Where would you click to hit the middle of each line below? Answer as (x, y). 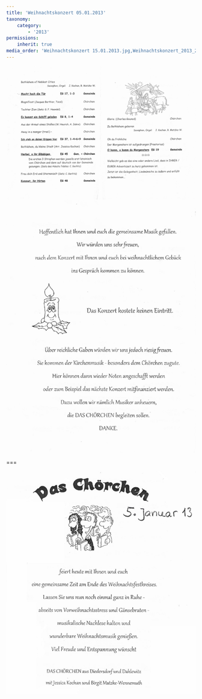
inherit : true (35, 45)
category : (29, 25)
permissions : (23, 38)
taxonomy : (19, 19)
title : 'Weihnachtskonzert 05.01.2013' (56, 13)
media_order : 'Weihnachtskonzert (48, 51)
